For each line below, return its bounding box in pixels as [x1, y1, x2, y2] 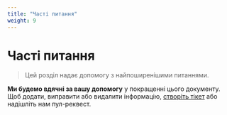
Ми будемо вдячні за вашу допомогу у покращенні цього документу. [7, 84, 221, 93]
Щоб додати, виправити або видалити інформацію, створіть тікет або [7, 92, 218, 101]
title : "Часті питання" [7, 10, 78, 18]
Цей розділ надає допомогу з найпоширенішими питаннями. [24, 71, 209, 80]
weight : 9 [7, 17, 37, 24]
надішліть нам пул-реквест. [7, 100, 92, 109]
